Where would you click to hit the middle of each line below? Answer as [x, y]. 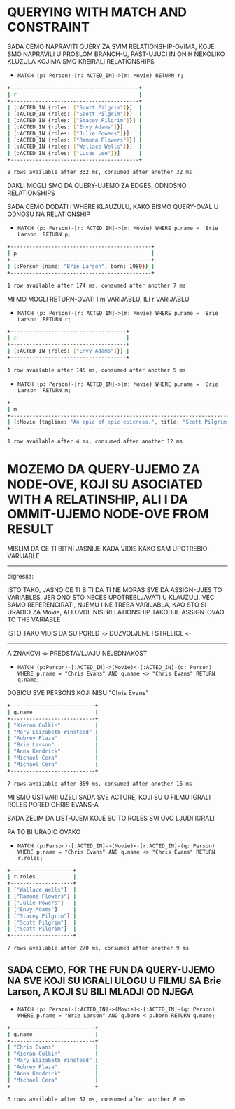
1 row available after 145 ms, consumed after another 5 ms [97, 370]
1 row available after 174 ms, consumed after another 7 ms [97, 285]
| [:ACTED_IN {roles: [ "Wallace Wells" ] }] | [74, 147]
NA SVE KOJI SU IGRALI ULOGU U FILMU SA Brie [114, 981]
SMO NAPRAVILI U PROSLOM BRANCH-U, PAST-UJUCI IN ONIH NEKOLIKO [116, 54]
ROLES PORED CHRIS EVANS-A [53, 805]
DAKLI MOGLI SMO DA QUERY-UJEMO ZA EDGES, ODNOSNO [97, 186]
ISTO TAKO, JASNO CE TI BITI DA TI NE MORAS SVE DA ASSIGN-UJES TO [115, 590]
